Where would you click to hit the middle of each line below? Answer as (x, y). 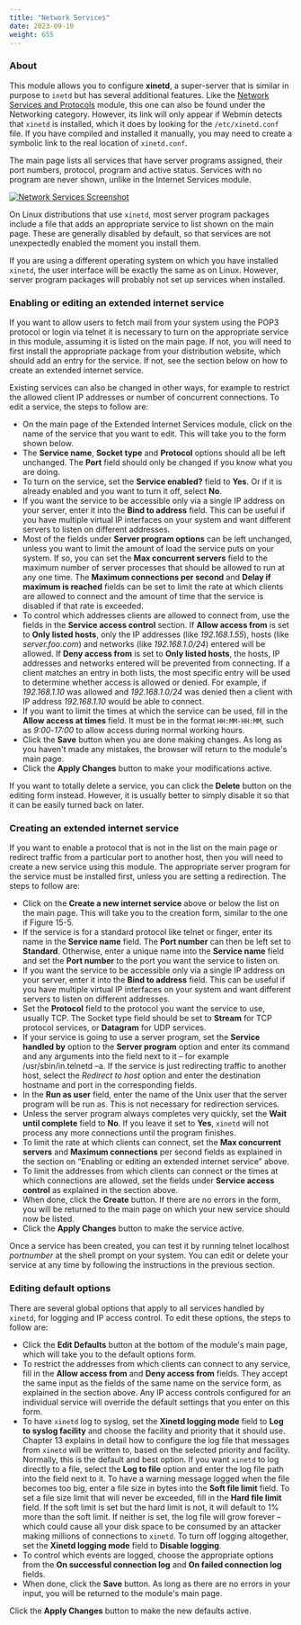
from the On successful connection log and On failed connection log (152, 1564)
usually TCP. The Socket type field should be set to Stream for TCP (147, 1019)
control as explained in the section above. (100, 1190)
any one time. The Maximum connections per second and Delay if (146, 577)
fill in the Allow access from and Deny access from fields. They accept (155, 1373)
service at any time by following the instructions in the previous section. (142, 1265)
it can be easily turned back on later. (77, 804)
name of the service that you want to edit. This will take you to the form (154, 434)
